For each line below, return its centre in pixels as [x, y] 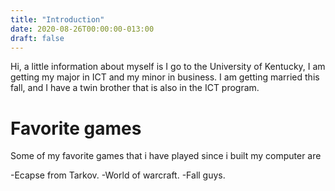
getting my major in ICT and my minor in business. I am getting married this [165, 77]
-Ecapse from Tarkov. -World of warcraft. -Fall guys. [118, 175]
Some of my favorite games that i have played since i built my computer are [166, 156]
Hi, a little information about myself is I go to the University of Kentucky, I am [168, 67]
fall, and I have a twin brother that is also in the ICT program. [135, 88]
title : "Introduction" [57, 19]
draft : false [37, 38]
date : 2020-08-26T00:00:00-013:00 [82, 29]
